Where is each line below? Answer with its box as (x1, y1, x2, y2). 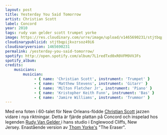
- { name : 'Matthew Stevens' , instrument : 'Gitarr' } (34, 81, 148, 86)
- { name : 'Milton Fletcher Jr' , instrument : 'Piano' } (34, 85, 153, 91)
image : (5, 35, 19, 40)
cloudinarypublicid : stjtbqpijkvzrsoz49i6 (5, 40, 94, 45)
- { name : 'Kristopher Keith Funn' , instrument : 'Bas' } (34, 90, 155, 95)
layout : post (5, 7, 32, 12)
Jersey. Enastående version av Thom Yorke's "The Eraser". (5, 125, 126, 131)
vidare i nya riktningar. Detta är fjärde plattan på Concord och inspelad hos (5, 114, 158, 120)
